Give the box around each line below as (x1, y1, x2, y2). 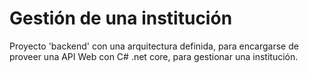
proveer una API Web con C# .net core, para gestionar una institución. (9, 50, 299, 62)
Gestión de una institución (9, 7, 233, 30)
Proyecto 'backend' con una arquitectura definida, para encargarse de (9, 40, 299, 52)
